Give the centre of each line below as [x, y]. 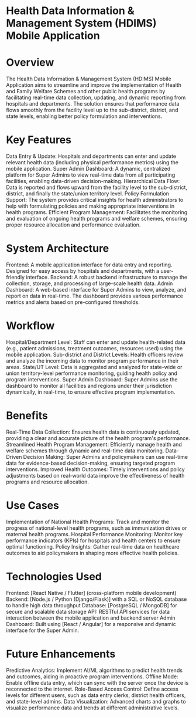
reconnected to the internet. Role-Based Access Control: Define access [92, 689]
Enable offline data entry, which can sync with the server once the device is [97, 682]
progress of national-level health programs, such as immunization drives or [97, 528]
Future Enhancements [61, 654]
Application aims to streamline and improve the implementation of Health [94, 85]
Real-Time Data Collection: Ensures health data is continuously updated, [93, 432]
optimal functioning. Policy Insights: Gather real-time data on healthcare [93, 546]
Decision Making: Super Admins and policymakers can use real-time [106, 456]
